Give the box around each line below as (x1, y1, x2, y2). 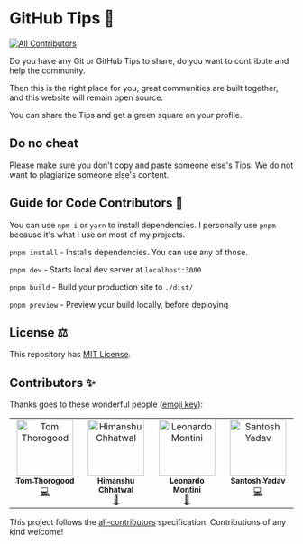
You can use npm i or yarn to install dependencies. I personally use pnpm (9, 219, 277, 230)
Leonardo (170, 475, 205, 486)
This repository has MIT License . (9, 349, 132, 360)
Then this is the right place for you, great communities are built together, (9, 82, 279, 93)
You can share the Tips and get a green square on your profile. (9, 109, 243, 120)
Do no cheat (9, 135, 78, 152)
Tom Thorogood (15, 475, 75, 486)
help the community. (9, 65, 86, 76)
